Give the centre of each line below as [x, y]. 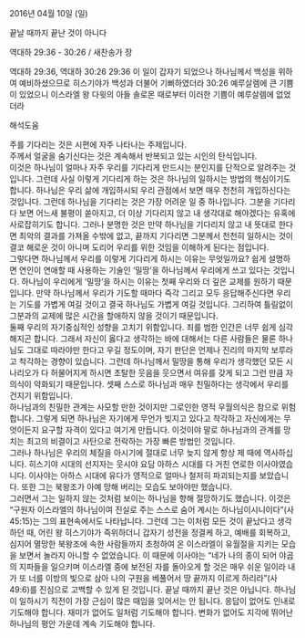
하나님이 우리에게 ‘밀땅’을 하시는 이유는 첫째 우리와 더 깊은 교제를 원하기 [148, 282]
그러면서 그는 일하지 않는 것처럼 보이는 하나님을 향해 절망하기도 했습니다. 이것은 [150, 498]
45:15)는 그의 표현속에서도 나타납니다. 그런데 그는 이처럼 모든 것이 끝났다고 [142, 521]
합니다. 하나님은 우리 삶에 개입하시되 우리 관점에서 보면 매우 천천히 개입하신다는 [150, 190]
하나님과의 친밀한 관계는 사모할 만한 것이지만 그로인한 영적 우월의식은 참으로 [144, 407]
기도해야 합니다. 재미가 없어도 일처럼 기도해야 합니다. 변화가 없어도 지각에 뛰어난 [152, 612]
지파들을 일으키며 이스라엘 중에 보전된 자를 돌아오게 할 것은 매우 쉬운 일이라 [152, 567]
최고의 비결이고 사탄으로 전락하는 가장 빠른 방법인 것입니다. [131, 441]
